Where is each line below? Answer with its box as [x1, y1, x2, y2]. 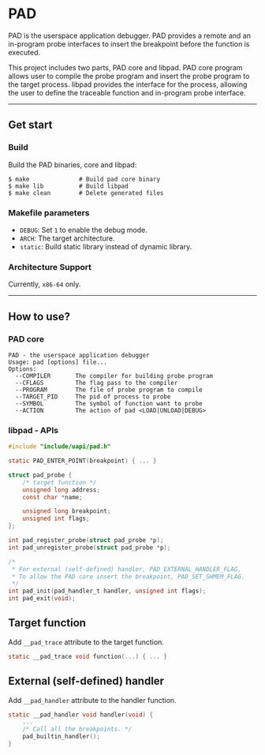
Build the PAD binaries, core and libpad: [8, 159, 137, 170]
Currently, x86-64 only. [8, 279, 81, 289]
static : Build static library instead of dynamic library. [19, 241, 192, 251]
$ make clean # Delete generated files [8, 189, 164, 197]
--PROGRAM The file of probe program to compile [15, 386, 203, 394]
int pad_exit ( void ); [8, 595, 77, 603]
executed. [8, 47, 41, 57]
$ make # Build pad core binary [8, 175, 160, 183]
